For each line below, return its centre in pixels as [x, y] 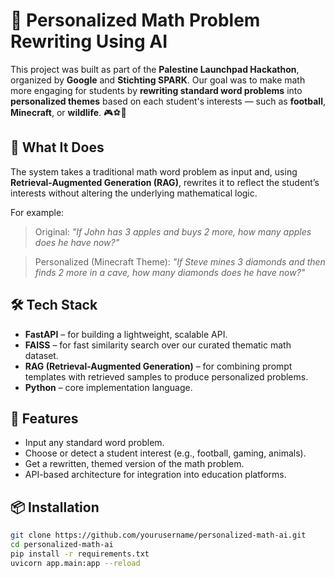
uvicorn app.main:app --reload [75, 563]
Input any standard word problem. [94, 443]
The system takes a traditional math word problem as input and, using [154, 171]
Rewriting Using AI [89, 41]
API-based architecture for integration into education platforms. [155, 475]
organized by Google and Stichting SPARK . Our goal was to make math [158, 80]
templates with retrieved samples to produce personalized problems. [166, 376]
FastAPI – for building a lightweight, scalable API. [126, 334]
